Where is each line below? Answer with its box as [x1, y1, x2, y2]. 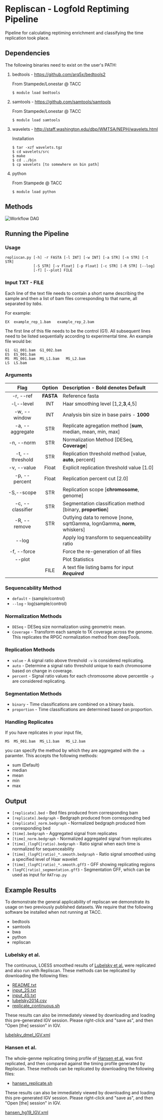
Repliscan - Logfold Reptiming [5, 3, 130, 15]
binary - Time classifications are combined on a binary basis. [12, 701, 135, 707]
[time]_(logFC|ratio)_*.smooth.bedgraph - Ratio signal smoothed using [12, 851, 156, 857]
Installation [12, 135, 34, 142]
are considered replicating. [12, 678, 66, 684]
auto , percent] [63, 456, 96, 463]
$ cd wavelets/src [12, 149, 49, 154]
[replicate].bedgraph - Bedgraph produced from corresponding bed [12, 815, 150, 821]
